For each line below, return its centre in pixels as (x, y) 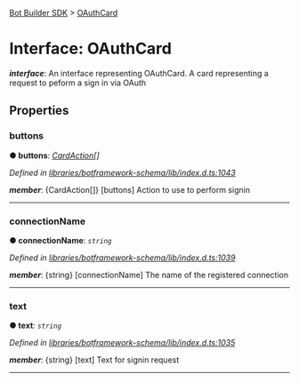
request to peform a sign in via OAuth (78, 83)
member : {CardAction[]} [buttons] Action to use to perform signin (130, 189)
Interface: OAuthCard (90, 49)
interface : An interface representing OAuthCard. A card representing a (139, 73)
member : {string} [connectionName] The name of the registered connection (149, 275)
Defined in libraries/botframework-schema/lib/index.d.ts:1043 (122, 172)
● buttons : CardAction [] (54, 155)
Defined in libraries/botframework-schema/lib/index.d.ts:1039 (122, 258)
